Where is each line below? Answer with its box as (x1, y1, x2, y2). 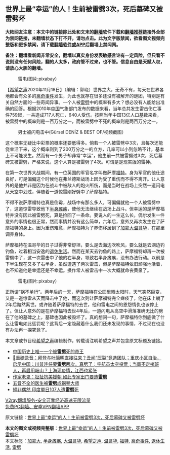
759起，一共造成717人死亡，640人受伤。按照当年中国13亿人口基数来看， (9, 112, 162, 118)
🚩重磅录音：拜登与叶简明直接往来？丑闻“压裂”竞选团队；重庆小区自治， (12, 355, 162, 361)
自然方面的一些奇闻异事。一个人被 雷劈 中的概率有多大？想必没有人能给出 (9, 99, 160, 105)
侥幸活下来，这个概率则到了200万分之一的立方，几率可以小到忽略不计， (5, 146, 156, 152)
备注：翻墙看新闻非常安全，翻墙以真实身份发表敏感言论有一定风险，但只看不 (5, 52, 165, 58)
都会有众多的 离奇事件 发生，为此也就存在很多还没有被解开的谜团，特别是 (9, 93, 160, 99)
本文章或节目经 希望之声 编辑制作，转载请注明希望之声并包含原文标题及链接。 (5, 337, 165, 343)
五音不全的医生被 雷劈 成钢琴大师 (12, 380, 79, 386)
